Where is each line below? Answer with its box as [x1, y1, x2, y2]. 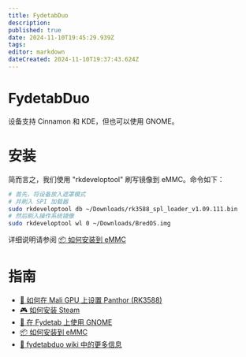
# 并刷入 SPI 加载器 [8, 198, 69, 206]
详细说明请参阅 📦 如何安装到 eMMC [8, 235, 126, 244]
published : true [8, 26, 61, 34]
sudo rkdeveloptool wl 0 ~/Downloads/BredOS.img [8, 220, 171, 228]
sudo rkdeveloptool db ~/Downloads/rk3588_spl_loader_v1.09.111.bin [8, 205, 238, 213]
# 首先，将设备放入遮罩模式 [8, 190, 87, 198]
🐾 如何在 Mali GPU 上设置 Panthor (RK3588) [19, 296, 163, 305]
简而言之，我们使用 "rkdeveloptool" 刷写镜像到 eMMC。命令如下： [8, 174, 225, 184]
